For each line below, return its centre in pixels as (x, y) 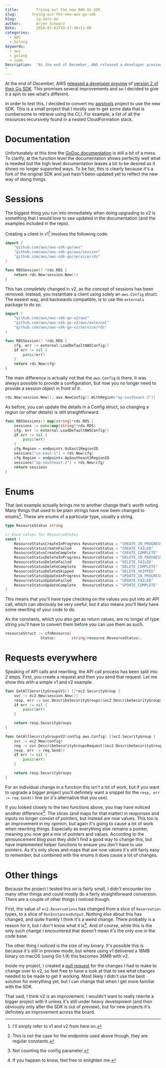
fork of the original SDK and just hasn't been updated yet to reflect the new (82, 174)
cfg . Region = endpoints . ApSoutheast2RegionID (62, 458)
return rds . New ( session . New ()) (46, 275)
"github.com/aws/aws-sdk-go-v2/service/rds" (61, 327)
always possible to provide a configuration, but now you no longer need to (81, 383)
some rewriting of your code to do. (40, 610)
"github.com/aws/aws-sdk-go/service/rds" (57, 257)
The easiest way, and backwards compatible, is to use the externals (75, 299)
